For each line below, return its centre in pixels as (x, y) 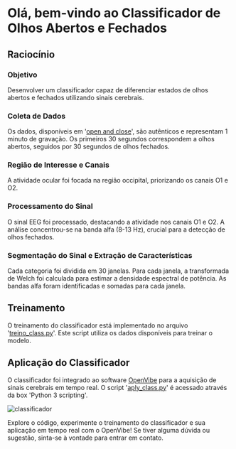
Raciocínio (31, 54)
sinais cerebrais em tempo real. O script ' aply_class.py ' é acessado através (117, 387)
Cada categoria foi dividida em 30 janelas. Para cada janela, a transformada (118, 271)
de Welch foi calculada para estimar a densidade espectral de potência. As (117, 278)
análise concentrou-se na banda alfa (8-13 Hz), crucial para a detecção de (116, 229)
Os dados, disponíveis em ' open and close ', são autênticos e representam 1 (118, 131)
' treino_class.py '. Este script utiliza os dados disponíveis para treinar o (110, 332)
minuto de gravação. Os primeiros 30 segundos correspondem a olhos (111, 139)
